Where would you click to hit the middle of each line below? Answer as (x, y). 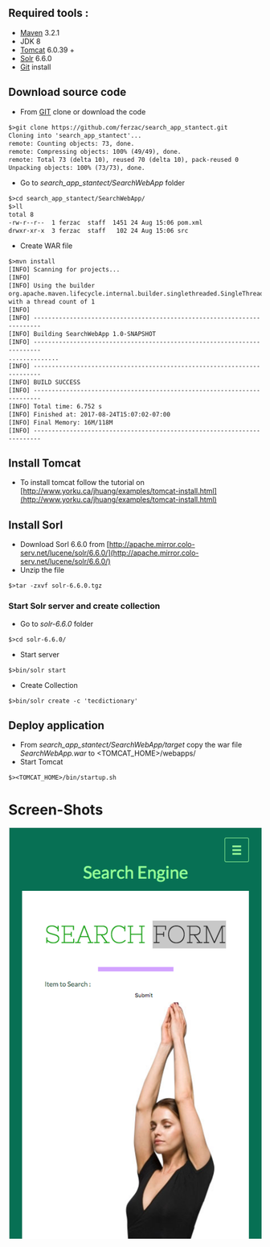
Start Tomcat (41, 762)
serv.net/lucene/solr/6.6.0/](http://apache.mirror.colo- (109, 553)
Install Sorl (36, 525)
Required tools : (49, 13)
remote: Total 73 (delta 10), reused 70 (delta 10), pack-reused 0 (124, 159)
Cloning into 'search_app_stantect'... (75, 135)
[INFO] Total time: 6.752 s (55, 406)
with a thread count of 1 (51, 301)
